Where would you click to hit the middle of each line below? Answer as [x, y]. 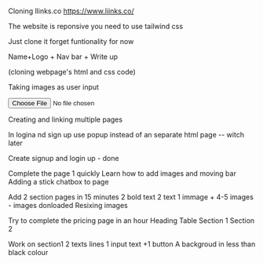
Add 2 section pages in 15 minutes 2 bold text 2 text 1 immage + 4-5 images [131, 197]
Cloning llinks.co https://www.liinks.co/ [71, 11]
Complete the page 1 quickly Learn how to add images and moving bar [122, 174]
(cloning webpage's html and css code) [72, 72]
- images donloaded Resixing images [68, 206]
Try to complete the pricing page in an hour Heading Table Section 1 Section [131, 221]
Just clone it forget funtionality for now [71, 42]
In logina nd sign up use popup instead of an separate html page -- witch [126, 135]
